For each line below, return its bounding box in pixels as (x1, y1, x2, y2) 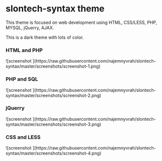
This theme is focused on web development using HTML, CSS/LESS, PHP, (5, 19, 158, 25)
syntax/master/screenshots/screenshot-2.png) (5, 92, 101, 98)
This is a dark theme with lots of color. (5, 34, 84, 40)
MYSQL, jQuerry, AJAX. (5, 24, 54, 30)
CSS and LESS (5, 134, 41, 141)
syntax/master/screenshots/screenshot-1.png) (5, 63, 101, 70)
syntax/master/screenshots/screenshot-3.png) (5, 121, 101, 127)
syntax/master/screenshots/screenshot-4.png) (5, 150, 101, 157)
